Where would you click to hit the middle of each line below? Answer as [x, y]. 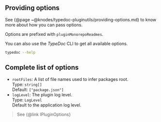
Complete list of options [42, 68]
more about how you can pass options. [44, 25]
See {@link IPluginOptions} [44, 114]
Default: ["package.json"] [38, 90]
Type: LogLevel [27, 100]
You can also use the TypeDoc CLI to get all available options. [66, 44]
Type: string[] [27, 84]
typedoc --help [20, 52]
